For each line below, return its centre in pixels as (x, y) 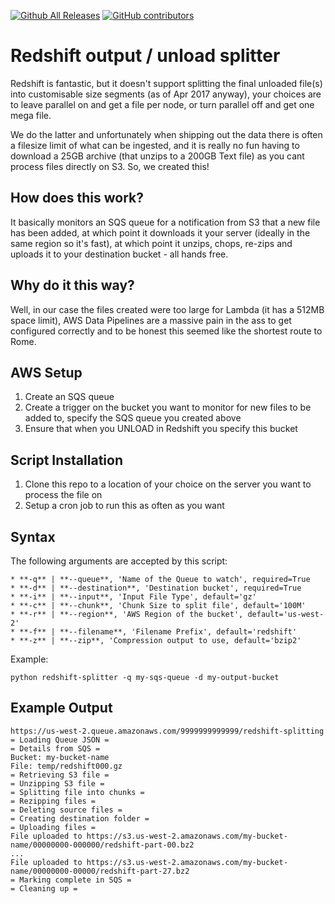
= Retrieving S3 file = (60, 775)
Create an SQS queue (69, 397)
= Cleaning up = (44, 888)
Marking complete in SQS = (75, 880)
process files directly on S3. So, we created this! (110, 166)
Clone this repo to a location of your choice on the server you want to (168, 484)
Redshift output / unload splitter (145, 56)
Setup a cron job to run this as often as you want (124, 506)
